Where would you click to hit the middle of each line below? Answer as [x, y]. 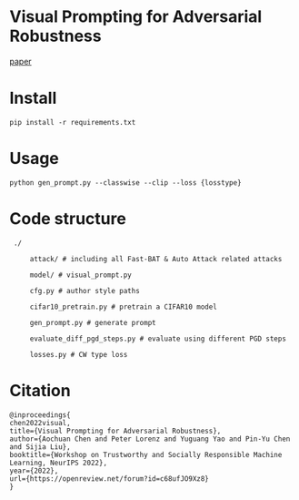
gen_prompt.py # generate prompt [93, 322]
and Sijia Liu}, [40, 447]
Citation [40, 390]
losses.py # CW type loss [79, 354]
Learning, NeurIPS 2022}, [58, 463]
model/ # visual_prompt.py [80, 275]
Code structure [68, 219]
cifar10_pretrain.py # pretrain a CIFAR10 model [124, 307]
